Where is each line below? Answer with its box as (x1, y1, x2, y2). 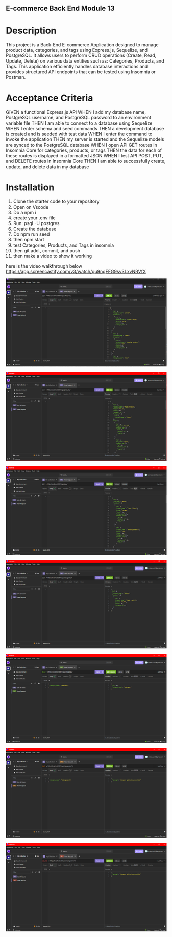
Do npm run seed (13, 231, 50, 237)
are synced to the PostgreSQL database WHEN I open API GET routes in (6, 142, 157, 148)
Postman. (6, 74, 26, 80)
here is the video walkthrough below (6, 263, 83, 269)
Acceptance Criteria (6, 92, 93, 104)
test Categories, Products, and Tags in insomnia (13, 242, 114, 248)
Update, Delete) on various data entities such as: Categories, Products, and (6, 58, 164, 64)
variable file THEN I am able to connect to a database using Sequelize (6, 120, 153, 126)
